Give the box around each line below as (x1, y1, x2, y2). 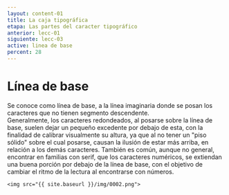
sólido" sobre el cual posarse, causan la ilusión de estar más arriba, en (7, 138, 209, 146)
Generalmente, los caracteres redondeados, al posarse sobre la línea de (7, 115, 213, 124)
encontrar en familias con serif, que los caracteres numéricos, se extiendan (7, 153, 223, 161)
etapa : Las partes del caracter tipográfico (7, 23, 138, 30)
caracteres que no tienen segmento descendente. (7, 109, 150, 117)
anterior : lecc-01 (7, 29, 60, 37)
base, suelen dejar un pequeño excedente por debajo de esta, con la (7, 123, 203, 131)
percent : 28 (7, 49, 42, 56)
